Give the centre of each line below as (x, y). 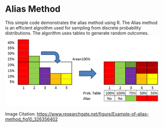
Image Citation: (20, 114)
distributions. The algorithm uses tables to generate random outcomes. (77, 33)
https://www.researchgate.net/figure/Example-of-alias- (93, 114)
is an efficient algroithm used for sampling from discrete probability (73, 27)
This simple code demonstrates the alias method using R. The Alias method (82, 23)
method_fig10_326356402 (31, 119)
